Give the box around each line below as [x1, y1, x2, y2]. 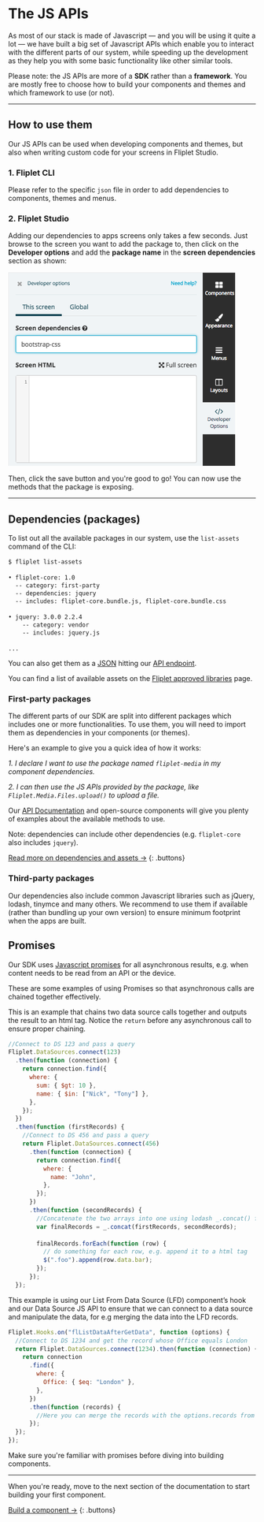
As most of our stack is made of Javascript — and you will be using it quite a [8, 31, 256, 40]
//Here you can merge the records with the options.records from [36, 1412, 255, 1420]
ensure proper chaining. [8, 1024, 86, 1033]
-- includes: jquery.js [22, 629, 101, 637]
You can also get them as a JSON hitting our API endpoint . [8, 659, 197, 668]
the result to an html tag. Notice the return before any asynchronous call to [8, 1015, 251, 1025]
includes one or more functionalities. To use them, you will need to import [8, 720, 246, 729]
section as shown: [8, 256, 67, 266]
